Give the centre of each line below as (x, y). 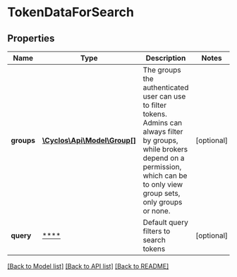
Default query (165, 222)
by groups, (160, 140)
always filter (163, 131)
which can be (165, 176)
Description (166, 58)
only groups (163, 202)
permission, (162, 167)
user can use (164, 96)
